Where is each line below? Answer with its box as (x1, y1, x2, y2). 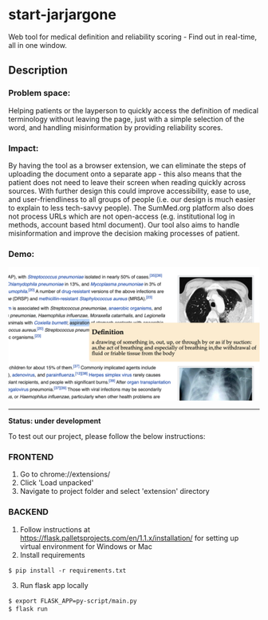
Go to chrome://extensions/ (19, 469, 111, 480)
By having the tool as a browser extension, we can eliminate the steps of (8, 160, 246, 170)
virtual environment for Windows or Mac (19, 541, 153, 551)
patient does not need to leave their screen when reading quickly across (8, 177, 246, 187)
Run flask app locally (19, 580, 89, 590)
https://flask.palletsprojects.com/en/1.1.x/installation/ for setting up (19, 533, 239, 543)
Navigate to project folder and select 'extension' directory (19, 487, 210, 496)
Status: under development (8, 416, 101, 425)
